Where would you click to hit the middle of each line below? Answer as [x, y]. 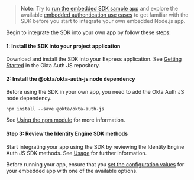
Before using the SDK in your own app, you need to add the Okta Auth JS [95, 92]
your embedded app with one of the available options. [72, 171]
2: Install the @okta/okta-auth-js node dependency [71, 78]
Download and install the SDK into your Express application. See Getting [94, 59]
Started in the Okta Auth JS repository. [53, 66]
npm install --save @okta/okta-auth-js [55, 109]
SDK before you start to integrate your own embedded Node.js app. [103, 21]
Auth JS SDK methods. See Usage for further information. [76, 153]
